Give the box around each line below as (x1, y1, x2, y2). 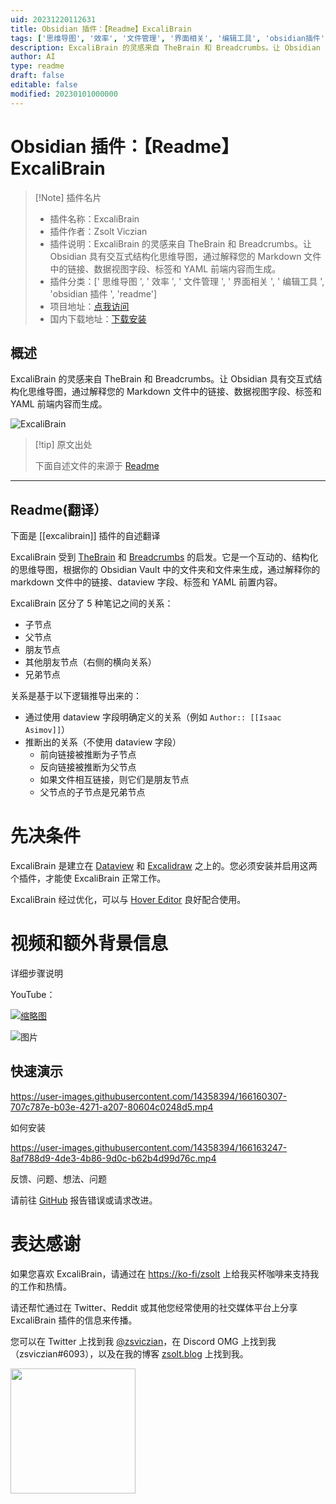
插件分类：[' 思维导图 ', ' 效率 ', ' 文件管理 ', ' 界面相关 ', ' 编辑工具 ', (49, 275, 325, 287)
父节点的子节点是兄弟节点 (39, 786, 146, 798)
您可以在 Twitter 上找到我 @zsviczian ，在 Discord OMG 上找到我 (10, 1335, 277, 1347)
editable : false (10, 80, 78, 90)
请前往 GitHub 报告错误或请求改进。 (10, 1194, 158, 1206)
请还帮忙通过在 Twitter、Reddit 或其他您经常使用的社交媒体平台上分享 (10, 1301, 298, 1313)
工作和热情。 (18, 1280, 72, 1292)
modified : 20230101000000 (10, 89, 118, 99)
